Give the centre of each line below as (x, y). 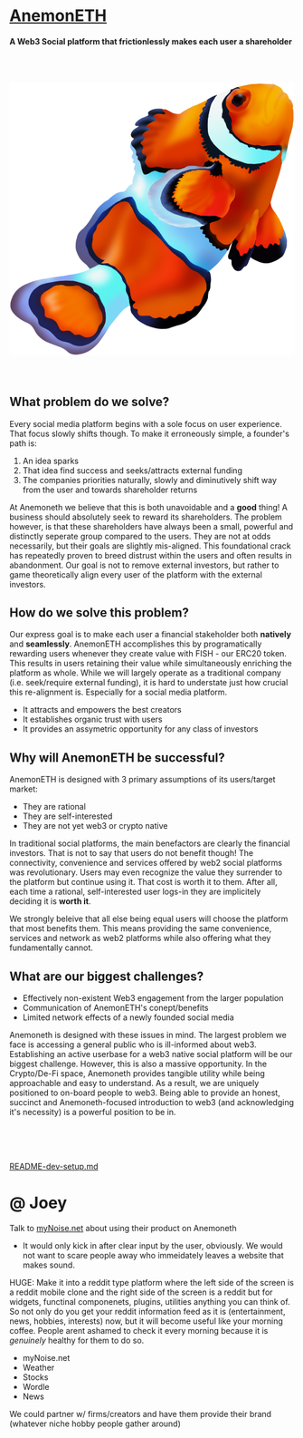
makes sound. (48, 1265)
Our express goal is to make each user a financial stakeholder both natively (151, 635)
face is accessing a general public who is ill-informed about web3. (133, 1044)
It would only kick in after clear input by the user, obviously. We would (152, 1245)
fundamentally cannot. (51, 947)
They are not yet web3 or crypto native (95, 826)
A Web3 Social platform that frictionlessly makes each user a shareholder (151, 41)
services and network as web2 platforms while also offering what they (140, 938)
